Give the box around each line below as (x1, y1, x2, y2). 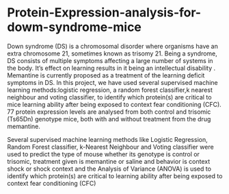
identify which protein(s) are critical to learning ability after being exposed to (7, 171, 223, 180)
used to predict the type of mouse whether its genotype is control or (7, 149, 200, 158)
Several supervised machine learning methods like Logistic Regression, (7, 135, 208, 143)
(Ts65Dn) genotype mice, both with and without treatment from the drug (7, 114, 211, 123)
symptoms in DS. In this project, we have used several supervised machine (7, 78, 219, 86)
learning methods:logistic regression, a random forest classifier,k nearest (7, 86, 213, 94)
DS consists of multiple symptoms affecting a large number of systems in (7, 56, 213, 64)
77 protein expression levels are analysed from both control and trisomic (7, 108, 211, 116)
